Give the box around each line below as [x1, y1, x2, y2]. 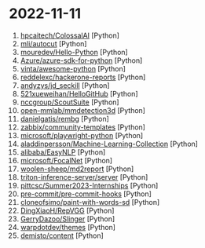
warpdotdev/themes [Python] [20, 222, 116, 232]
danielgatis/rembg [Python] [20, 114, 109, 123]
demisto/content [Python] [20, 231, 104, 240]
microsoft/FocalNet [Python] [20, 155, 113, 165]
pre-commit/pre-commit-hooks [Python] [20, 189, 152, 199]
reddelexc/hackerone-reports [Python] [20, 72, 146, 82]
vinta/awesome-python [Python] [20, 64, 126, 73]
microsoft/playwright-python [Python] [20, 130, 144, 140]
